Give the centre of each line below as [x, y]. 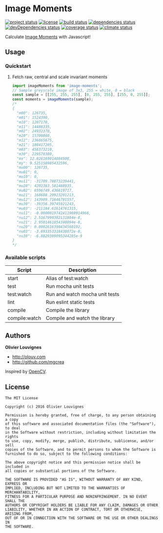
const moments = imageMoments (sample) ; [53, 99]
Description [82, 270]
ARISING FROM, [20, 514]
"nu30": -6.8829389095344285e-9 [50, 236]
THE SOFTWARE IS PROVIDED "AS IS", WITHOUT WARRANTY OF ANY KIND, [74, 480]
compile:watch [24, 318]
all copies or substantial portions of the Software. [61, 471]
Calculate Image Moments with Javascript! [48, 37]
